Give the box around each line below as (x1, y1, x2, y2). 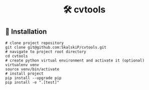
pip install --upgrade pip (5, 75, 62, 80)
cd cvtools (5, 53, 28, 58)
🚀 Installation (5, 27, 47, 35)
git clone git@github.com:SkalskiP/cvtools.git (5, 45, 107, 50)
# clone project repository (5, 40, 64, 45)
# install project (5, 71, 44, 76)
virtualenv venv (5, 62, 39, 67)
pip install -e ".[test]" (5, 80, 59, 85)
